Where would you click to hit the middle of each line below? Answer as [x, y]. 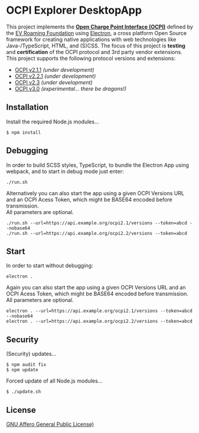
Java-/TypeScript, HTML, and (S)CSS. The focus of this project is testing [96, 46]
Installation [27, 107]
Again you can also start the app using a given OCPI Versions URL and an [96, 288]
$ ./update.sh [24, 392]
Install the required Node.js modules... [53, 122]
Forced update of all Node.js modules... [54, 381]
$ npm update [22, 370]
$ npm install [24, 132]
